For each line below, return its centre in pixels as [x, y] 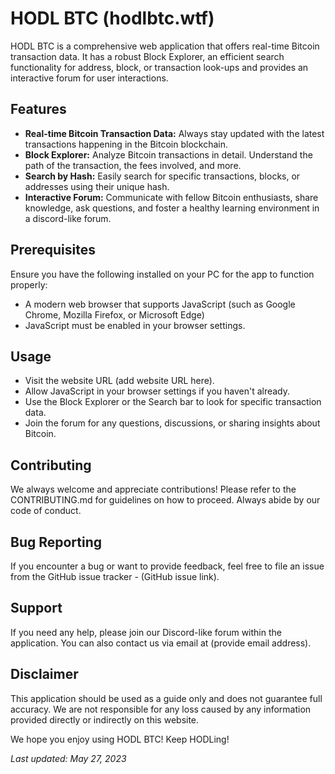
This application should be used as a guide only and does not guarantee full [166, 698]
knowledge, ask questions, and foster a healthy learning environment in [172, 208]
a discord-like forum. [68, 218]
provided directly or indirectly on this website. [105, 719]
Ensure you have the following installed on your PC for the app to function [162, 274]
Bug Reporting [56, 542]
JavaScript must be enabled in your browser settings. [135, 325]
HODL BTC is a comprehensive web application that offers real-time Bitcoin [165, 46]
